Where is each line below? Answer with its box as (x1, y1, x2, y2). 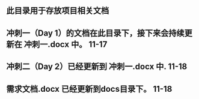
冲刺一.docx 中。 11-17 (23, 39, 108, 49)
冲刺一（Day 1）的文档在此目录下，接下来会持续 (6, 28, 185, 38)
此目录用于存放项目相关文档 (6, 5, 109, 16)
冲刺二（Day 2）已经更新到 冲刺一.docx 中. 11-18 (6, 62, 188, 72)
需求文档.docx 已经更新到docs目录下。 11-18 (6, 83, 173, 94)
